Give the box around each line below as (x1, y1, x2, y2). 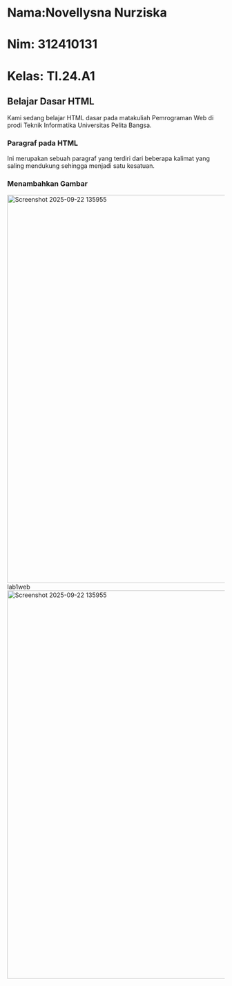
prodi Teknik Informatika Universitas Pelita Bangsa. (7, 121, 152, 129)
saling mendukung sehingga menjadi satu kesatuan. (7, 161, 155, 170)
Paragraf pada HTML (7, 138, 78, 148)
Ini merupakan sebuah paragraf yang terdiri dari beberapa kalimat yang (7, 154, 211, 162)
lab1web (7, 582, 30, 591)
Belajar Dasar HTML (7, 95, 95, 107)
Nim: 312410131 (7, 37, 98, 53)
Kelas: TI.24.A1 (7, 68, 95, 84)
